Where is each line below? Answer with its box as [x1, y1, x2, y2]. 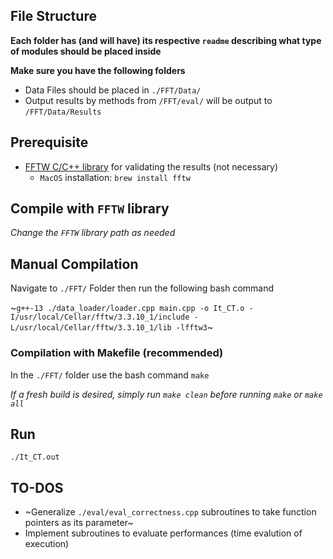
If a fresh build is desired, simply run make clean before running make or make [10, 388, 323, 400]
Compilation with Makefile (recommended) [10, 346, 224, 360]
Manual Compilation [10, 255, 139, 273]
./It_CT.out [10, 452, 60, 463]
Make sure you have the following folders [10, 64, 186, 76]
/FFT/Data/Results [24, 107, 102, 117]
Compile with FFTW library [10, 200, 170, 218]
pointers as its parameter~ [24, 517, 134, 529]
